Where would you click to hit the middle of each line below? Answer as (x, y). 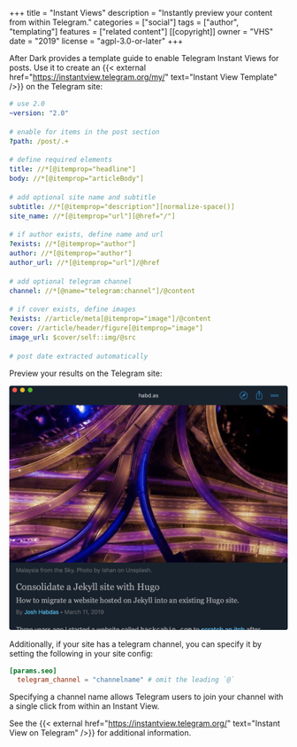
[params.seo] (33, 671)
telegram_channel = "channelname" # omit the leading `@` (126, 680)
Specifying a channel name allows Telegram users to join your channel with (146, 697)
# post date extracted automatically (79, 356)
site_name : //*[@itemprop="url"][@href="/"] (92, 216)
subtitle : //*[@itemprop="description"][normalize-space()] (122, 206)
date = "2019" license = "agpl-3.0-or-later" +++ (96, 41)
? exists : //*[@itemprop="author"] (73, 244)
